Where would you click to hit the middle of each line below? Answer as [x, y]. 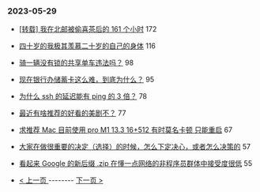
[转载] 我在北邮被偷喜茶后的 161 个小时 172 [88, 29]
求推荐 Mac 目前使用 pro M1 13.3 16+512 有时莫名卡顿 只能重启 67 [126, 130]
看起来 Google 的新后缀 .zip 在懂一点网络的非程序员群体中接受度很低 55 [136, 164]
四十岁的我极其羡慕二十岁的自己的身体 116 [87, 46]
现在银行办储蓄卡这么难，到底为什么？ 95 [87, 80]
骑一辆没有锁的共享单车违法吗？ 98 [76, 63]
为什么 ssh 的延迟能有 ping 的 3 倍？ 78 [83, 96]
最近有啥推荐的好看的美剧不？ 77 [72, 113]
